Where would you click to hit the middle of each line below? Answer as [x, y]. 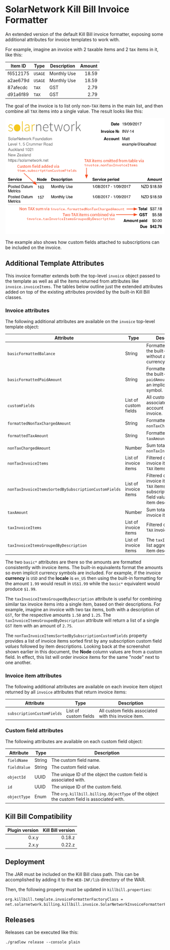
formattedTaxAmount [28, 436]
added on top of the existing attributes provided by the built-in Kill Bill [78, 292]
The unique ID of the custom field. [87, 787]
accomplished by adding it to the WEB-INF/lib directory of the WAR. [75, 879]
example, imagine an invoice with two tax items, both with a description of [82, 609]
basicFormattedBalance [31, 354]
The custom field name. [76, 760]
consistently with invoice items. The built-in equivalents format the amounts [84, 567]
